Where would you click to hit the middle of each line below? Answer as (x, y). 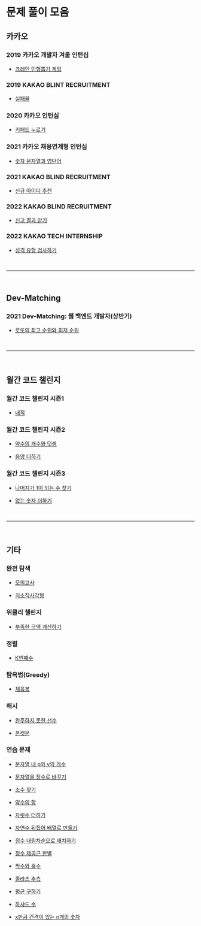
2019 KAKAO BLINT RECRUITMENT (58, 84)
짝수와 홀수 (28, 866)
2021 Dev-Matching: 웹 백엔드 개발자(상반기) (69, 316)
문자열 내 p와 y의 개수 (40, 764)
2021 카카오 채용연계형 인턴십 (47, 147)
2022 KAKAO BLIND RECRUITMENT (59, 206)
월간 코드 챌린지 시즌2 (36, 429)
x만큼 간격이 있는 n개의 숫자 (48, 916)
